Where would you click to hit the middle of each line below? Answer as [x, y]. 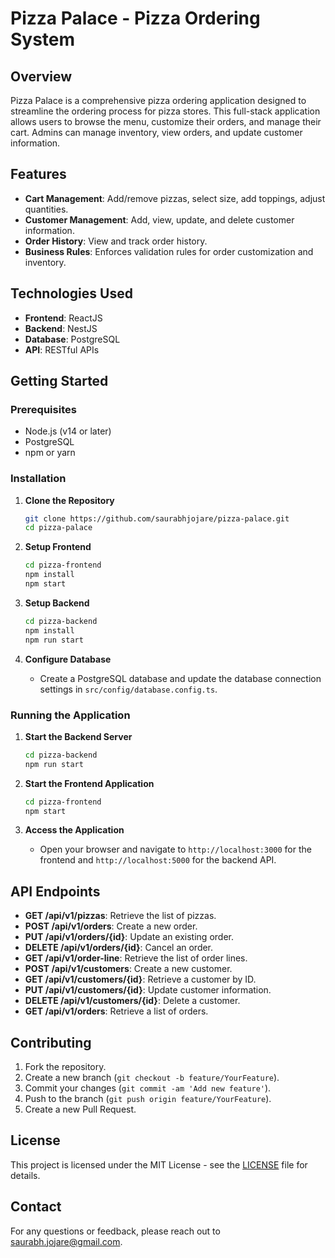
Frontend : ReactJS [63, 318]
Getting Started [59, 381]
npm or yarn [50, 453]
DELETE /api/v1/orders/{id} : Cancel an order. [119, 948]
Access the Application [74, 830]
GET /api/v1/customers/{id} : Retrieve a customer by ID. [140, 979]
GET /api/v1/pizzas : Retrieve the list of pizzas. [120, 916]
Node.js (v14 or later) [68, 431]
